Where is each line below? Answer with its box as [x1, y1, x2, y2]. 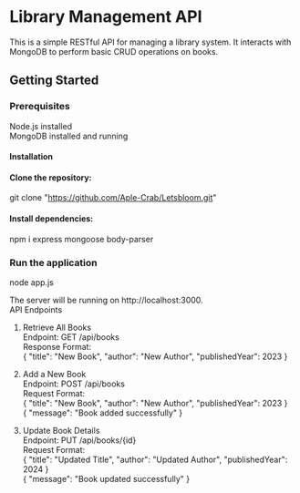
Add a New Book [22, 368, 87, 379]
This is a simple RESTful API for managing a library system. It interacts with [9, 36, 292, 47]
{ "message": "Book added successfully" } [22, 407, 183, 418]
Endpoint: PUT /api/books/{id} [22, 435, 137, 446]
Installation [9, 151, 53, 162]
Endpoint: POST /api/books [22, 378, 126, 389]
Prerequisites [9, 100, 70, 113]
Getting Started [9, 73, 99, 88]
